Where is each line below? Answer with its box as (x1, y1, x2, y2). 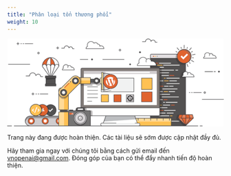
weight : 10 (7, 18, 38, 25)
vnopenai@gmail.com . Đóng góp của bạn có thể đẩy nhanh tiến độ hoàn (7, 154, 212, 162)
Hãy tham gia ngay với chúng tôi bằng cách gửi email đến (7, 146, 170, 155)
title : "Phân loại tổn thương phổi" (7, 11, 112, 18)
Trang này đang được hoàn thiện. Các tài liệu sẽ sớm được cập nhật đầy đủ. (7, 133, 221, 142)
